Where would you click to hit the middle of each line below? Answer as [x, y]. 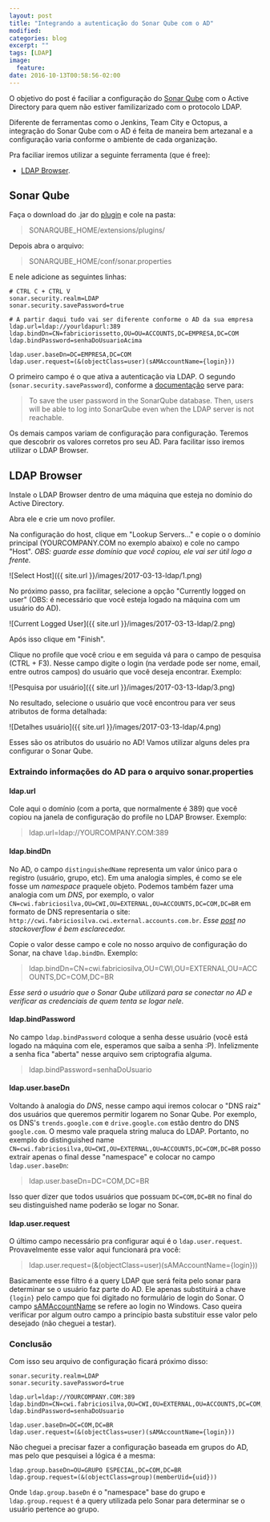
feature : [31, 68]
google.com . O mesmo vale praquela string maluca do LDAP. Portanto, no [129, 1131]
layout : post [31, 16]
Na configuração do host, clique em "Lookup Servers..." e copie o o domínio [135, 535]
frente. [20, 560]
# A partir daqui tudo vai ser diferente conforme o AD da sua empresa [131, 320]
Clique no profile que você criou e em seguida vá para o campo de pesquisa [135, 655]
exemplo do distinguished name [62, 1139]
